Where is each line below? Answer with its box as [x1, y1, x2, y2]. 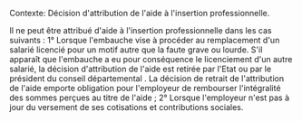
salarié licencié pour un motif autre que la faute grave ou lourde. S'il [9, 44, 263, 55]
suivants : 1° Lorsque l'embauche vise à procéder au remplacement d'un [9, 35, 280, 45]
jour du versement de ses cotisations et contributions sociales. [9, 102, 244, 112]
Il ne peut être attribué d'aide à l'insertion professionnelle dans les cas [9, 25, 272, 35]
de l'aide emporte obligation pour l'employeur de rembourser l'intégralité [9, 83, 281, 93]
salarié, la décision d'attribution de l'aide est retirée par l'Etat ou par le [9, 63, 272, 74]
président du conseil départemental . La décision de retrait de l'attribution [9, 73, 284, 84]
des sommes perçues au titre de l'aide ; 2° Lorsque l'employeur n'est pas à [9, 92, 290, 103]
